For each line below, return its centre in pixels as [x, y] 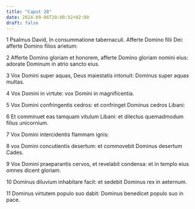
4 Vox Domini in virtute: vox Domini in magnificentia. [70, 94]
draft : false [22, 23]
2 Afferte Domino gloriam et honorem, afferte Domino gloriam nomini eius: [97, 58]
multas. [16, 82]
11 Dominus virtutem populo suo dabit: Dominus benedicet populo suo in [95, 193]
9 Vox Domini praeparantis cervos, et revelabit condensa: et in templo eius [97, 164]
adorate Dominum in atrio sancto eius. [53, 64]
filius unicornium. [27, 123]
